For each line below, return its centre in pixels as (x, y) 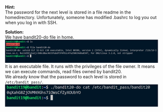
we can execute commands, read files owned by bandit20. (64, 71)
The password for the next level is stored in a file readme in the (68, 12)
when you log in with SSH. (31, 22)
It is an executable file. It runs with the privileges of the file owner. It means (80, 66)
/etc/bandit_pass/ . (24, 82)
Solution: (15, 32)
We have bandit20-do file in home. (40, 37)
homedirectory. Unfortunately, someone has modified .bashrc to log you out (81, 17)
